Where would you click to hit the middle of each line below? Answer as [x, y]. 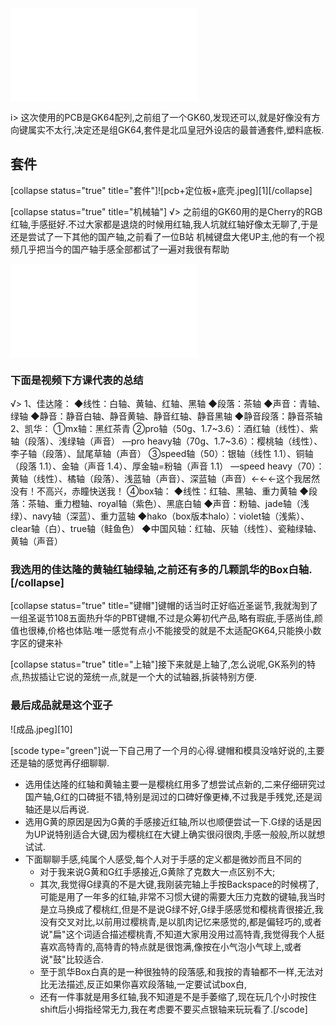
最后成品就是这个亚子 [61, 705]
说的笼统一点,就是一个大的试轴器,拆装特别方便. [161, 677]
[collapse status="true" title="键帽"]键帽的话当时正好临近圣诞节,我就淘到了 [164, 606]
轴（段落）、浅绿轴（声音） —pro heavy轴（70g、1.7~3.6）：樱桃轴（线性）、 [166, 441]
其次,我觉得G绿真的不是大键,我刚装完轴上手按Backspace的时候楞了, [179, 884]
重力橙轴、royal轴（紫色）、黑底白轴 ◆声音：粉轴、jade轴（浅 [181, 504]
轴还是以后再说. [57, 809]
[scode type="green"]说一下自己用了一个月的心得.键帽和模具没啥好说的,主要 [167, 750]
